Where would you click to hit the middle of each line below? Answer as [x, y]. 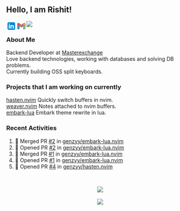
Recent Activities [32, 128]
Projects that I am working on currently [64, 87]
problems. [18, 66]
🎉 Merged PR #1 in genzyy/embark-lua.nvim [69, 154]
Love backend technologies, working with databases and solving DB [90, 59]
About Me [21, 39]
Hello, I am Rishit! [39, 10]
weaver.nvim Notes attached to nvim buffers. [61, 106]
